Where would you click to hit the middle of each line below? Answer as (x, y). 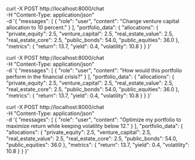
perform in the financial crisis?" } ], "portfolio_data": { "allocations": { (90, 77)
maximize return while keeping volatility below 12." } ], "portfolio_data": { (95, 126)
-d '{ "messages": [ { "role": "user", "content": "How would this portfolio (94, 70)
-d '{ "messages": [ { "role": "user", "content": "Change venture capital (93, 21)
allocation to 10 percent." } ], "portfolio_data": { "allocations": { (82, 27)
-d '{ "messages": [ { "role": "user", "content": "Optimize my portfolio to (94, 120)
